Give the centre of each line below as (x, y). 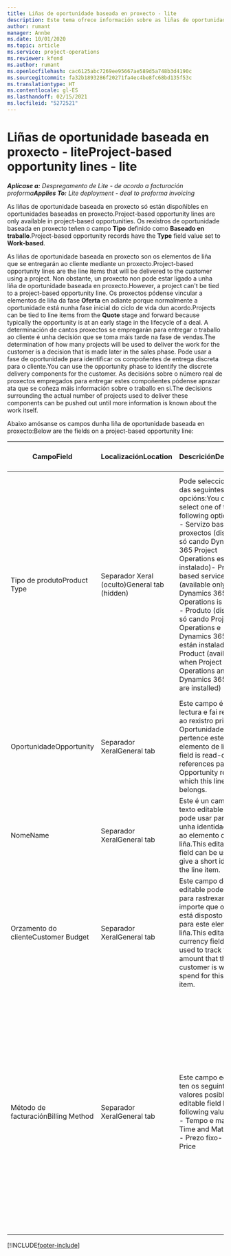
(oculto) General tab (132, 585)
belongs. (193, 789)
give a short (198, 861)
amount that (199, 958)
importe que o (202, 906)
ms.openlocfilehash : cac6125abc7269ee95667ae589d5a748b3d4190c (100, 71)
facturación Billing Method (52, 1116)
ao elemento (199, 835)
